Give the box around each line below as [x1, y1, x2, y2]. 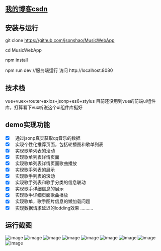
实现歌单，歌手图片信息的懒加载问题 [15, 198, 91, 204]
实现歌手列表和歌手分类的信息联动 [15, 179, 86, 186]
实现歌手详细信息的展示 [15, 186, 64, 192]
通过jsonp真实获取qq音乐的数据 [15, 135, 80, 141]
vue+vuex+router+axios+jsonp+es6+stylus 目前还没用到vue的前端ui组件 [5, 98, 156, 104]
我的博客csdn [5, 5, 48, 14]
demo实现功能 [5, 120, 50, 129]
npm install [5, 57, 28, 63]
